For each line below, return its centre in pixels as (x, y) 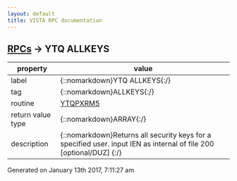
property (32, 69)
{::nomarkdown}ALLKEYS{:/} (107, 92)
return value (31, 115)
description (30, 144)
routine (23, 104)
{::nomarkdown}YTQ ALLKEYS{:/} (116, 80)
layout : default (31, 14)
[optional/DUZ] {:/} (91, 153)
